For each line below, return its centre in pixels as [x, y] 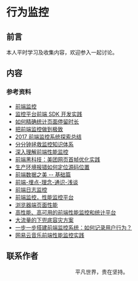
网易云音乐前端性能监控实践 [50, 235]
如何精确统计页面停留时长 [47, 121]
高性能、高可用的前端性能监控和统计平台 [65, 212]
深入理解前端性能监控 [41, 151]
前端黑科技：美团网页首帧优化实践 [57, 159]
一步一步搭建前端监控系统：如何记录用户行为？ [73, 227]
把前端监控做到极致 [39, 129]
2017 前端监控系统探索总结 [48, 136]
